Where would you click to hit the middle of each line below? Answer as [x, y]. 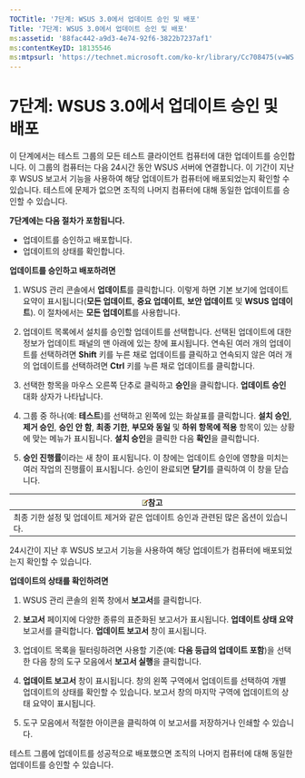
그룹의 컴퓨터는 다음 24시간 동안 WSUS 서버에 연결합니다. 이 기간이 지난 [166, 167]
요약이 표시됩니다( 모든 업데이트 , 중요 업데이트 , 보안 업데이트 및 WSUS [146, 301]
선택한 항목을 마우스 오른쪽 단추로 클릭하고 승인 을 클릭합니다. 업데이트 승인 [154, 385]
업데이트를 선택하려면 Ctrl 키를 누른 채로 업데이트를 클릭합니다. [144, 366]
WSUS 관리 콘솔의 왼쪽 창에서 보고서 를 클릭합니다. [112, 600]
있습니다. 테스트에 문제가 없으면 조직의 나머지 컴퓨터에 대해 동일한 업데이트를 [145, 190]
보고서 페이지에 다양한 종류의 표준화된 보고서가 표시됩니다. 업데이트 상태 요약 [157, 620]
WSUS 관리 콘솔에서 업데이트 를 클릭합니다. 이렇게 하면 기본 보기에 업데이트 [155, 290]
